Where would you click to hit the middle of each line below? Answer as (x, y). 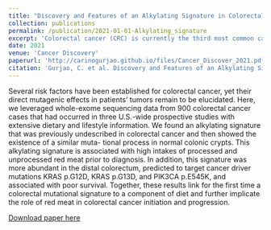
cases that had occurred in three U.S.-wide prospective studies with (122, 117)
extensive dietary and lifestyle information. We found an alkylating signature (135, 125)
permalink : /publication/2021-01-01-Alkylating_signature (108, 31)
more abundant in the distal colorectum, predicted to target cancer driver (130, 168)
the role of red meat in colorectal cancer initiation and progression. (119, 202)
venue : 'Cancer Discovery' (54, 53)
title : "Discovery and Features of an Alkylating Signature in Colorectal (137, 16)
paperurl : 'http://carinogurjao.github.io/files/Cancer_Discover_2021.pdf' (138, 61)
